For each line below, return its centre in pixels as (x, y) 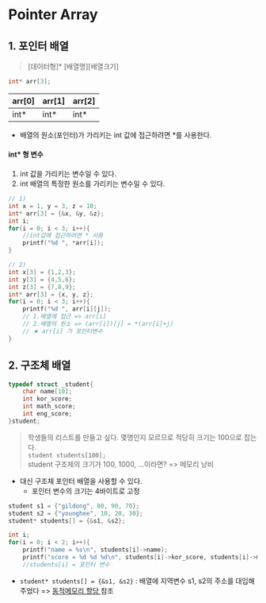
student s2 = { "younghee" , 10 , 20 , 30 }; (76, 513)
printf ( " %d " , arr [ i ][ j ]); (67, 309)
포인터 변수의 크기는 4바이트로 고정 (85, 491)
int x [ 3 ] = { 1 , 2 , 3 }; (42, 272)
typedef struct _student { (51, 384)
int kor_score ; (47, 399)
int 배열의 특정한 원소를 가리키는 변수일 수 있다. (92, 184)
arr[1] (54, 101)
